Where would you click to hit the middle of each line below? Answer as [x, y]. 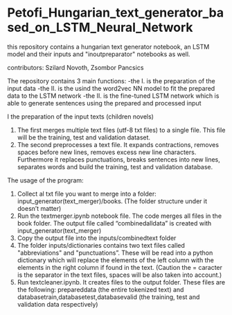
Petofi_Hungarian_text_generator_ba [115, 13]
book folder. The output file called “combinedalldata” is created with [114, 223]
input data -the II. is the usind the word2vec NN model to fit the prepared [111, 88]
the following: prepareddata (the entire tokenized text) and [100, 289]
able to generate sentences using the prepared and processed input [104, 103]
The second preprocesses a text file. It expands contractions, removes [118, 144]
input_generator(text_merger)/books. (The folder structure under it [112, 201]
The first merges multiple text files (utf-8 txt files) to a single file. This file [121, 130]
